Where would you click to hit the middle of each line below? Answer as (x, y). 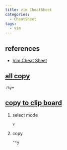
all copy (18, 76)
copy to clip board (33, 103)
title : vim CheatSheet (29, 10)
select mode (25, 115)
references (23, 49)
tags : (11, 24)
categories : (17, 14)
